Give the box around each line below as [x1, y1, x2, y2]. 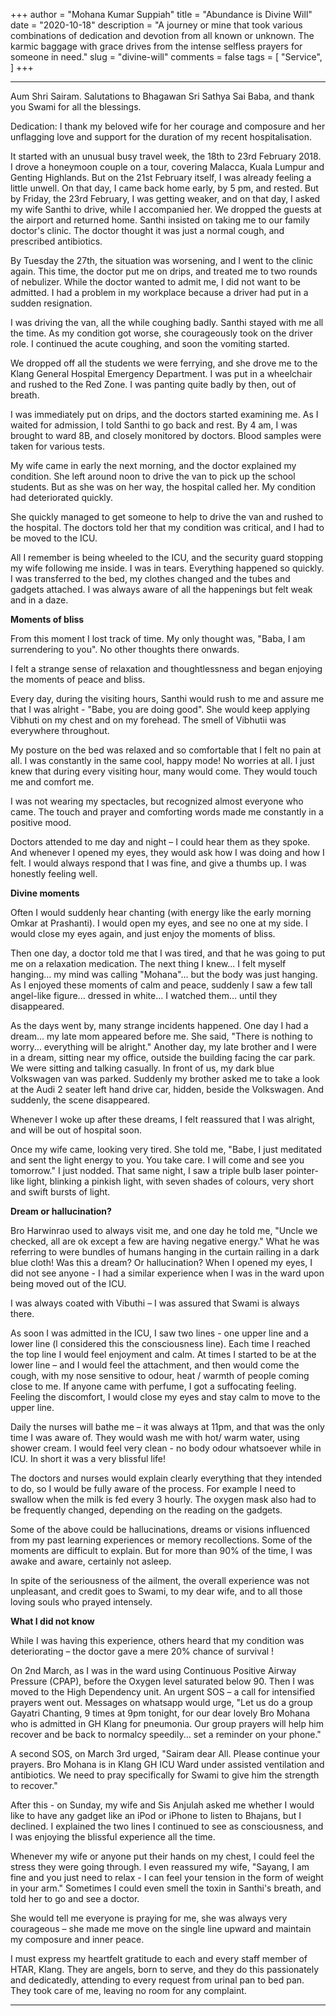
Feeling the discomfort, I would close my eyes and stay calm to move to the [10, 1391, 321, 1403]
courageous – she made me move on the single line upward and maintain [10, 1923, 312, 1934]
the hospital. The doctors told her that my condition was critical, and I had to [10, 522, 325, 533]
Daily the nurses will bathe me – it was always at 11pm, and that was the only [10, 1421, 325, 1433]
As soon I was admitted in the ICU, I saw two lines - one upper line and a [10, 1327, 309, 1339]
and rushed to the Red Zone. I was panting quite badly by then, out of [10, 379, 297, 390]
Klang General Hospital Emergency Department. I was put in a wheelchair [10, 368, 313, 379]
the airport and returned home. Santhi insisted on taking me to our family [10, 214, 310, 226]
